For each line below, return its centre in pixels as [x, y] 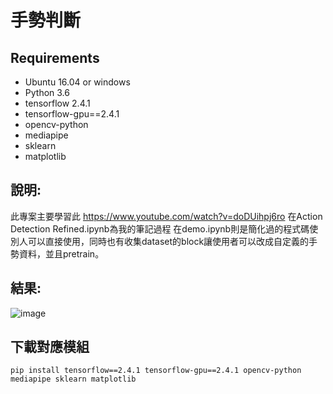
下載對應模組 [50, 347]
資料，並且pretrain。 [61, 253]
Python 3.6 [47, 92]
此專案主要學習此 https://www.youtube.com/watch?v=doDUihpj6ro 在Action [166, 216]
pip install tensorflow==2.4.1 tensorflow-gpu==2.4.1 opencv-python [156, 371]
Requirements [55, 57]
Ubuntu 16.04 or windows [77, 82]
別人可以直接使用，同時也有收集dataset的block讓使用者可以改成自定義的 [160, 241]
